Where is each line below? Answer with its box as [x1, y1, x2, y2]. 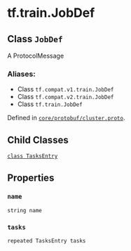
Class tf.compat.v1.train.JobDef [17, 85, 114, 94]
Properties [7, 172, 55, 184]
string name [7, 207, 42, 214]
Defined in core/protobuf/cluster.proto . [7, 114, 125, 122]
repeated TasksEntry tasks [7, 238, 86, 245]
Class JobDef [7, 33, 63, 45]
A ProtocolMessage [7, 51, 64, 60]
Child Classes [7, 134, 69, 146]
